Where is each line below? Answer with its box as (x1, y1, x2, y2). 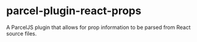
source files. (6, 30, 37, 37)
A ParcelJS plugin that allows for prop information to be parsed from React (6, 24, 191, 31)
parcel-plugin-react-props (6, 4, 142, 18)
